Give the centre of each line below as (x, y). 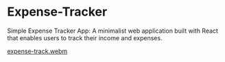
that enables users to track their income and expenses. (85, 37)
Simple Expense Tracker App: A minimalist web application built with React (113, 31)
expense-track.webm (37, 51)
